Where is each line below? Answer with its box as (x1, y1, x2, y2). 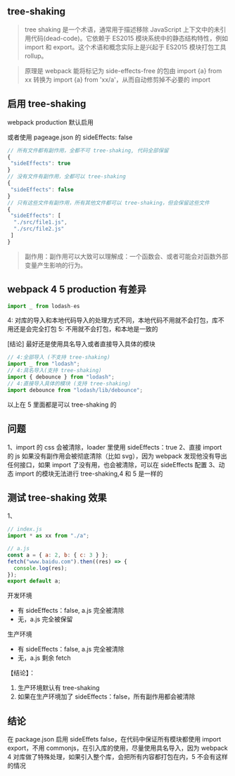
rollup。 (24, 51, 48, 60)
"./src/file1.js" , (13, 219, 68, 226)
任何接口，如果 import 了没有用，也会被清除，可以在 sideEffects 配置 (7, 460, 208, 469)
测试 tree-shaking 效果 (7, 492, 107, 504)
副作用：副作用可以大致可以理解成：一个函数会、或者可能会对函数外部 (24, 252, 229, 260)
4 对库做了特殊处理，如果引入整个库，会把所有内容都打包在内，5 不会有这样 (7, 753, 229, 761)
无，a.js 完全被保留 (17, 615, 73, 623)
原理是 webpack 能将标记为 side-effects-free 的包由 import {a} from (24, 66, 222, 75)
